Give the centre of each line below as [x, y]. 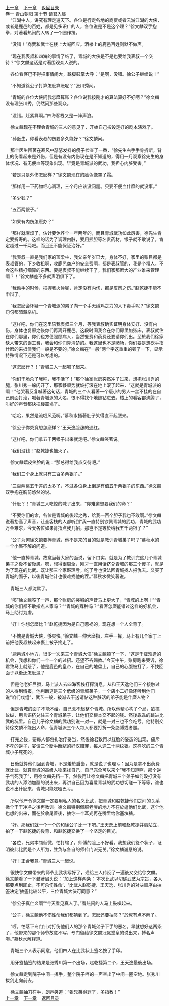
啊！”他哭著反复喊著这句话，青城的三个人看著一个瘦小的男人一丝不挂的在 [81, 391]
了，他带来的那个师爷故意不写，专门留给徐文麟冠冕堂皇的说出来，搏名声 [80, 933]
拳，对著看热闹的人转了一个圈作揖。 [43, 33]
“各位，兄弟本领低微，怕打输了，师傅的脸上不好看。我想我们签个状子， [83, 843]
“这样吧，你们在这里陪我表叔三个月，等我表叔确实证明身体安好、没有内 [83, 324]
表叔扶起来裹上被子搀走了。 [47, 642]
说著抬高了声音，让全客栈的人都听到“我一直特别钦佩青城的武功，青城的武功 [83, 522]
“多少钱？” [21, 198]
